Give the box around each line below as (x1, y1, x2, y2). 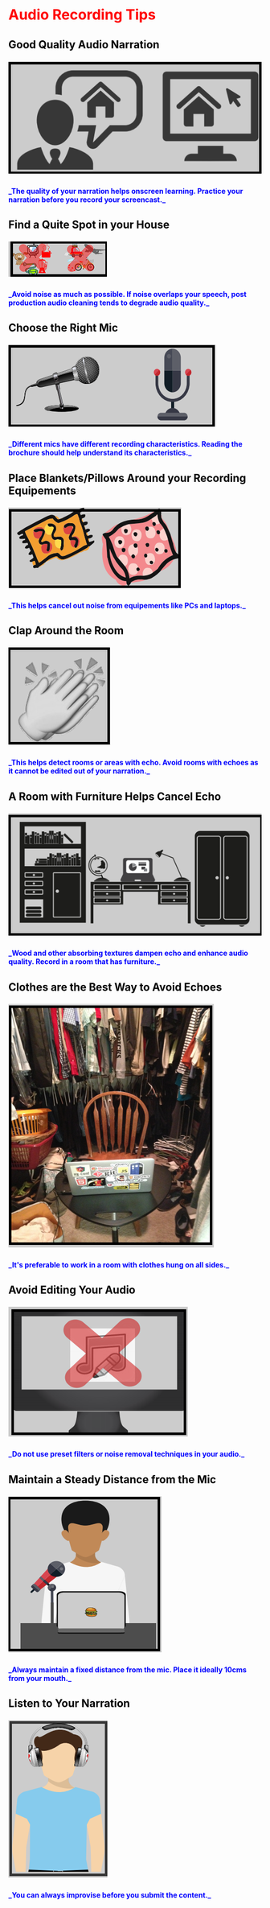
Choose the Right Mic (8, 321, 119, 335)
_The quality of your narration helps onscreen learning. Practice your (8, 186, 243, 196)
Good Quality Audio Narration (8, 38, 160, 52)
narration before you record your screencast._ (8, 195, 166, 204)
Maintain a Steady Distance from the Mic (8, 1473, 217, 1486)
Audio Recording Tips (8, 6, 157, 24)
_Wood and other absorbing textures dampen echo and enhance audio (8, 948, 249, 958)
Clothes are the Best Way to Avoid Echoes (8, 980, 223, 994)
